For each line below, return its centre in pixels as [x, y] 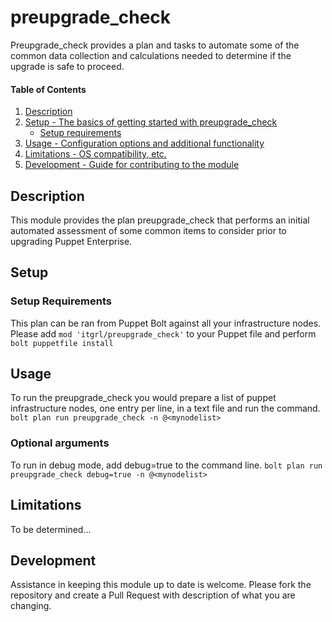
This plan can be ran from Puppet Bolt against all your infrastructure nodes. [166, 323]
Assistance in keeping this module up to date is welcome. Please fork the [161, 585]
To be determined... [51, 529]
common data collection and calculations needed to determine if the [151, 55]
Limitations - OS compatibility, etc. [95, 154]
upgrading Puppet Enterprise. [71, 241]
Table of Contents [48, 89]
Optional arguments [60, 443]
